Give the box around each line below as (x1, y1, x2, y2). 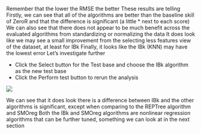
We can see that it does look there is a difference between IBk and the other (6, 97, 194, 103)
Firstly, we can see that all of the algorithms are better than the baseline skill (6, 11, 195, 19)
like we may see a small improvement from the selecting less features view (6, 37, 191, 44)
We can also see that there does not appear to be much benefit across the (6, 24, 190, 31)
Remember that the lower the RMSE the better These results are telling (6, 5, 181, 12)
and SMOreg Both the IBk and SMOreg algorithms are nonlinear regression (6, 109, 191, 116)
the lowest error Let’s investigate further (6, 50, 106, 56)
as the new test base (14, 68, 67, 74)
